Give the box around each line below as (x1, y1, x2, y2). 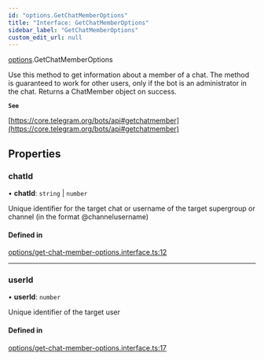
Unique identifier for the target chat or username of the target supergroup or (8, 204, 255, 213)
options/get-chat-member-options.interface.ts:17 (8, 343, 167, 352)
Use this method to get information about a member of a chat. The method (8, 70, 250, 79)
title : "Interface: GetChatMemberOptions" (8, 19, 149, 27)
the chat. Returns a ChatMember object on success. (8, 87, 177, 97)
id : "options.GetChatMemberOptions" (8, 11, 128, 20)
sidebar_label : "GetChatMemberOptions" (8, 26, 139, 34)
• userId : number (8, 292, 61, 302)
